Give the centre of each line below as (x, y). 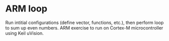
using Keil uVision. (25, 33)
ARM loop (26, 9)
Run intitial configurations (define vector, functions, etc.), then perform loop (84, 22)
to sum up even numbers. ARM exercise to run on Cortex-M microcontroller (84, 27)
